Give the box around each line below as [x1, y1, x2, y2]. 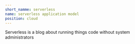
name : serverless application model [5, 12, 79, 16]
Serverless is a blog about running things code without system [5, 29, 130, 35]
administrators [5, 34, 34, 40]
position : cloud [5, 16, 38, 21]
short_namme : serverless [5, 7, 55, 12]
